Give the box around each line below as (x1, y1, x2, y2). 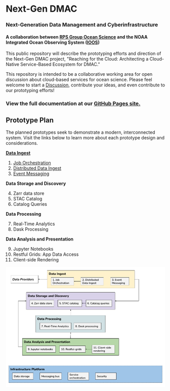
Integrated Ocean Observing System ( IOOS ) (6, 39, 100, 45)
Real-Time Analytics (13, 221, 55, 227)
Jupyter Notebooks (13, 246, 54, 252)
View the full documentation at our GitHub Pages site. (6, 100, 141, 107)
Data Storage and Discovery (6, 181, 66, 187)
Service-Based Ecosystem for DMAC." (20, 62, 100, 68)
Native (6, 62, 20, 68)
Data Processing (6, 211, 41, 217)
